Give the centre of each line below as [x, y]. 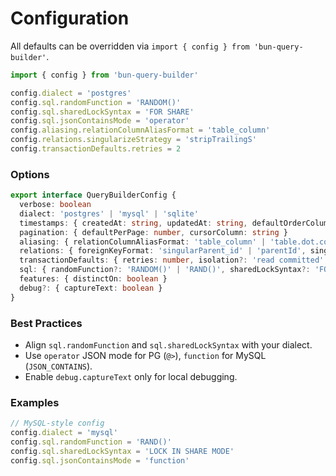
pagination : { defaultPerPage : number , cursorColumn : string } [153, 232]
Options [30, 174]
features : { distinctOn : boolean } [93, 279]
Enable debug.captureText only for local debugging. [131, 377]
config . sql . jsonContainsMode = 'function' [100, 460]
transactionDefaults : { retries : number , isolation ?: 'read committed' [172, 260]
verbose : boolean [55, 205]
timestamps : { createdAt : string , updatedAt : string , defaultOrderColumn [176, 223]
